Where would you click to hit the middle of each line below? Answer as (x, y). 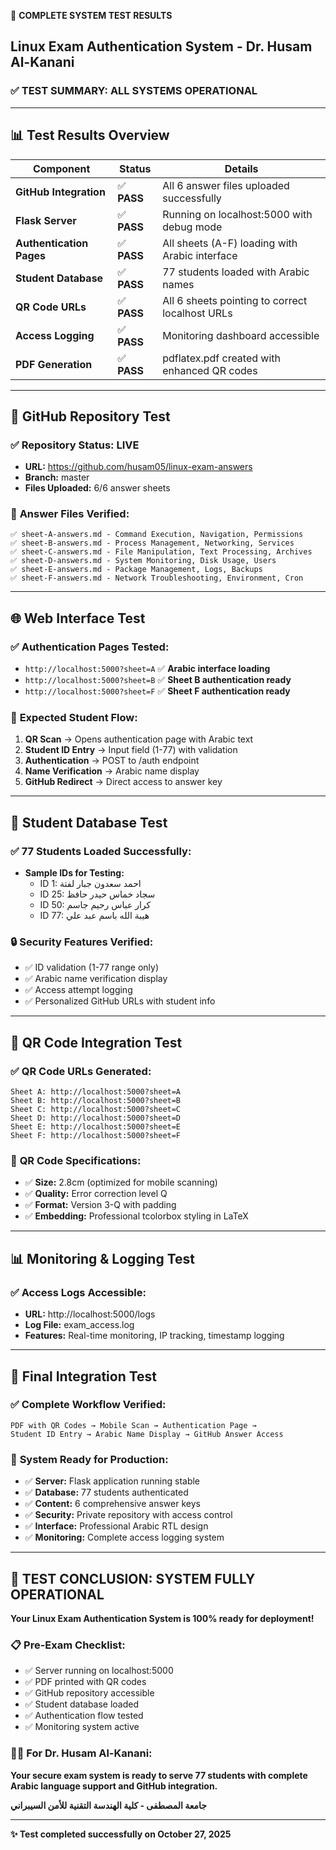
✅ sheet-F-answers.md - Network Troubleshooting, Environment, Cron (157, 578)
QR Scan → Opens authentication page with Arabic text (139, 739)
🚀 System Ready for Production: (89, 1459)
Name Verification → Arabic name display (112, 771)
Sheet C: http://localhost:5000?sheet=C (96, 1110)
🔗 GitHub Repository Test (90, 416)
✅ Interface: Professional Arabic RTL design (116, 1526)
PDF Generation (54, 364)
